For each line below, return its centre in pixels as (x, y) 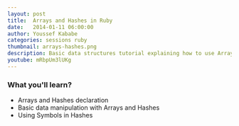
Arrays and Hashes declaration (63, 101)
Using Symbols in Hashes (55, 115)
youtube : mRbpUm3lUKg (39, 60)
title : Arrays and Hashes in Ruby (60, 21)
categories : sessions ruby (47, 40)
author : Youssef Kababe (43, 34)
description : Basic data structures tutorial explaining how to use (111, 54)
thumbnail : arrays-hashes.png (52, 47)
